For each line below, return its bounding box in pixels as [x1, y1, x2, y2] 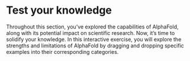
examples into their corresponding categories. [6, 48, 119, 55]
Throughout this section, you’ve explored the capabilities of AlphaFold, [6, 23, 179, 30]
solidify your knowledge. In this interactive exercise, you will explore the [6, 36, 182, 43]
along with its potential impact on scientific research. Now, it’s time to [6, 29, 175, 36]
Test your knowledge [6, 4, 112, 17]
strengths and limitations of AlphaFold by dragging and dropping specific [6, 42, 185, 49]
